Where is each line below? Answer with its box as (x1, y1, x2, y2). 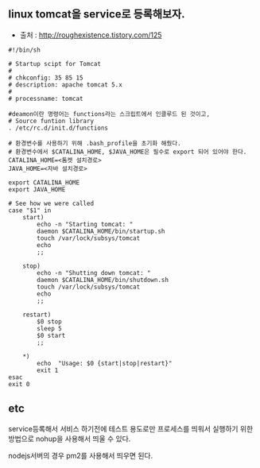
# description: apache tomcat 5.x (8, 80, 123, 89)
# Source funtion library (8, 117, 94, 125)
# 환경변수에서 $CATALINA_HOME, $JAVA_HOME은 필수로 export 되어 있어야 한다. (8, 148, 247, 156)
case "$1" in (8, 206, 52, 215)
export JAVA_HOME (8, 185, 66, 193)
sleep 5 (37, 324, 62, 332)
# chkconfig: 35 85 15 (8, 74, 83, 82)
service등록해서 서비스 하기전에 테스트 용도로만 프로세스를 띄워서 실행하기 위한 (8, 424, 254, 433)
